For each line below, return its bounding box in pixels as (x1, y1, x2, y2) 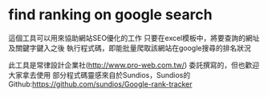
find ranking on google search (8, 6, 213, 24)
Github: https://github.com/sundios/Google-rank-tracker (8, 79, 193, 89)
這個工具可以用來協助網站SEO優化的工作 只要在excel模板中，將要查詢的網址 (8, 33, 260, 42)
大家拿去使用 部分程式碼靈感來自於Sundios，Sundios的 (8, 70, 191, 79)
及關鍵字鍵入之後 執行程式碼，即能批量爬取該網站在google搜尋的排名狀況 (8, 42, 251, 53)
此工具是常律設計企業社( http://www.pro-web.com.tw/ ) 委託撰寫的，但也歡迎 (8, 60, 260, 70)
